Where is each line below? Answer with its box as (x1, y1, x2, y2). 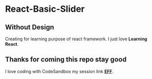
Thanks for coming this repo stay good (5, 55, 127, 64)
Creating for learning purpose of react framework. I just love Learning (5, 36, 148, 42)
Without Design (5, 23, 54, 31)
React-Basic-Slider (5, 3, 85, 15)
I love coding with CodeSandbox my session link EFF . (5, 68, 114, 74)
